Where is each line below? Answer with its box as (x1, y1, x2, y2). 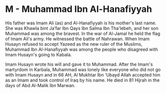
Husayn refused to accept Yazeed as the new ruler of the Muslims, (5, 41, 142, 47)
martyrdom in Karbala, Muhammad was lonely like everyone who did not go (5, 66, 161, 73)
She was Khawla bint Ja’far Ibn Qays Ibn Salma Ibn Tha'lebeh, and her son (5, 25, 158, 31)
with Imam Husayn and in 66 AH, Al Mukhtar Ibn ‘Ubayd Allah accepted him (5, 72, 160, 78)
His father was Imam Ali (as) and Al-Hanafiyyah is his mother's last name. (5, 20, 156, 26)
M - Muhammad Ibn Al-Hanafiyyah (5, 3, 152, 15)
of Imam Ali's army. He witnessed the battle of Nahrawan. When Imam (5, 36, 150, 42)
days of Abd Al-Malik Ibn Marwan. (5, 82, 76, 88)
